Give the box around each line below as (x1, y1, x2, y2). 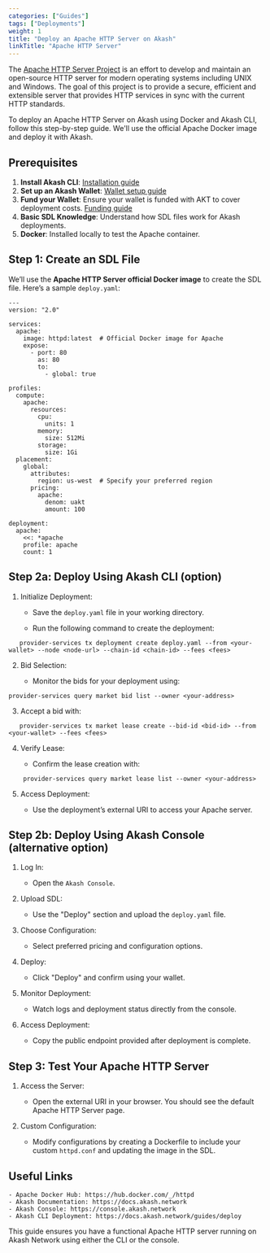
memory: (37, 426, 63, 435)
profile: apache (23, 540, 79, 549)
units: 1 (44, 420, 75, 428)
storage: (37, 441, 67, 449)
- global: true (44, 369, 96, 378)
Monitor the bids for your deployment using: (32, 676, 181, 686)
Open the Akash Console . (32, 878, 115, 888)
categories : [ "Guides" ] (8, 11, 89, 20)
